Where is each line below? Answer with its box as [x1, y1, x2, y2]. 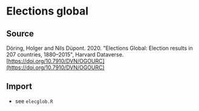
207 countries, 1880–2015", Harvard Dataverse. [6, 51, 124, 58]
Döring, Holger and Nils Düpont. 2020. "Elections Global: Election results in [6, 44, 194, 52]
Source [6, 29, 34, 39]
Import [6, 81, 32, 92]
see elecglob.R [15, 97, 53, 104]
